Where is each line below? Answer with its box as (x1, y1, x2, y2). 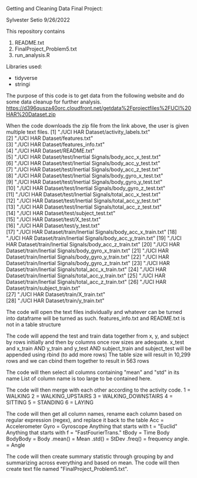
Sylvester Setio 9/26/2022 (6, 16, 71, 23)
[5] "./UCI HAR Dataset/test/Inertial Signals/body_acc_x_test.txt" (6, 153, 161, 161)
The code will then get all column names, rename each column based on (6, 410, 182, 417)
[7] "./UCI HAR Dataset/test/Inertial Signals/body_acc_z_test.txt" (6, 166, 161, 173)
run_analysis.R (14, 52, 50, 58)
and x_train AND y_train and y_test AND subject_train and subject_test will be (6, 345, 192, 352)
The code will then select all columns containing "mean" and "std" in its (6, 369, 179, 376)
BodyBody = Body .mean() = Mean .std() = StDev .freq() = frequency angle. (6, 435, 189, 442)
